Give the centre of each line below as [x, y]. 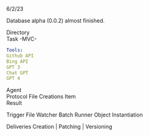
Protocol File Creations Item [41, 96]
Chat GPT [17, 73]
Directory [18, 32]
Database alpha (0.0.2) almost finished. [56, 20]
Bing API [17, 61]
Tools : [15, 50]
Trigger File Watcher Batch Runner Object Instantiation [74, 115]
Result [14, 103]
